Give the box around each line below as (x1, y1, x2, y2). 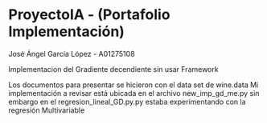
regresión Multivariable (8, 105, 85, 115)
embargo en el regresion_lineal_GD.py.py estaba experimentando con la (8, 97, 247, 106)
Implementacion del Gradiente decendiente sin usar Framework (8, 64, 219, 73)
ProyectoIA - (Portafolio (8, 6, 170, 24)
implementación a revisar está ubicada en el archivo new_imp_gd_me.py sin (8, 88, 260, 97)
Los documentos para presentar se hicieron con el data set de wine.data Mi (8, 80, 259, 89)
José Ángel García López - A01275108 (8, 49, 135, 58)
